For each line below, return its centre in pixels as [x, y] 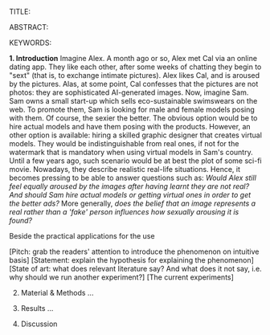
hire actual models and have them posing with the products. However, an [130, 127]
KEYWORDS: [30, 43]
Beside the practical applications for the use [82, 236]
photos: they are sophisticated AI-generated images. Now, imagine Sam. [129, 92]
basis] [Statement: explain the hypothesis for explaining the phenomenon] [131, 260]
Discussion [39, 324]
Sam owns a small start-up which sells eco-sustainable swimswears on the [133, 101]
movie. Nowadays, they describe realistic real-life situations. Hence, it [125, 169]
